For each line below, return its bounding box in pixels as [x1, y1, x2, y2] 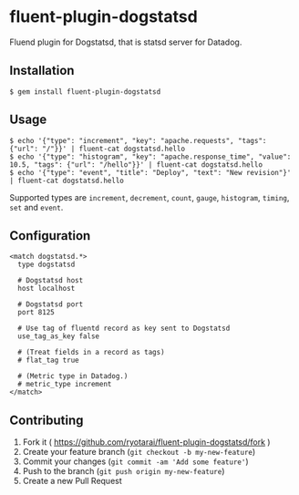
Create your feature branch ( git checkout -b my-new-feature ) [22, 447, 256, 458]
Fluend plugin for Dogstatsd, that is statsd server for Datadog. [9, 36, 242, 47]
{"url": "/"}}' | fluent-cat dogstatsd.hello [9, 144, 185, 153]
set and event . [9, 201, 64, 212]
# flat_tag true [17, 356, 79, 366]
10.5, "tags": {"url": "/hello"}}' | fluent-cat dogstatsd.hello [9, 160, 263, 170]
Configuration [9, 228, 91, 243]
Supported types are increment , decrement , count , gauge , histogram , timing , [9, 191, 290, 202]
